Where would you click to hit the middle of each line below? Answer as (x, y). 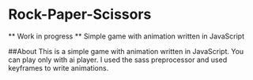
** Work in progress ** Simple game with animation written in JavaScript (126, 36)
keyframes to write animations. (59, 67)
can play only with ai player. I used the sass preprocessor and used (118, 60)
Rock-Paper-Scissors (80, 15)
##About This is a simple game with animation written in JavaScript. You (126, 51)
